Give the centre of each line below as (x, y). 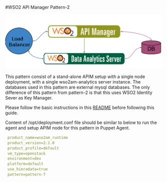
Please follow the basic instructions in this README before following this (80, 107)
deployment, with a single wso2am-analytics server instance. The (73, 81)
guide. (12, 112)
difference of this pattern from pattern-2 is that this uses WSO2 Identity (79, 92)
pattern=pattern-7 (26, 174)
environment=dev (24, 159)
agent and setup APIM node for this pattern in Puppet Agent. (67, 127)
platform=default (25, 164)
